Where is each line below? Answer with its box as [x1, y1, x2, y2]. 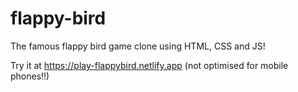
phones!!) [10, 70, 50, 82]
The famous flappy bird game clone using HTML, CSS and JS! [10, 40, 266, 52]
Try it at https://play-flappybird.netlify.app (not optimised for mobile [10, 59, 289, 71]
